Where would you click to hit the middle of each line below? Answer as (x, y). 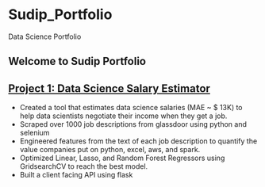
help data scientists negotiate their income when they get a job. (123, 116)
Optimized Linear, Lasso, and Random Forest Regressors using (122, 158)
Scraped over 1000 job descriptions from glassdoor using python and (133, 124)
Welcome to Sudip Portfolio (77, 61)
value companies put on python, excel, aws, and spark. (110, 150)
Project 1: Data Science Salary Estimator (109, 88)
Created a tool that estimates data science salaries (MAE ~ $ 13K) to (131, 108)
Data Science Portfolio (45, 36)
